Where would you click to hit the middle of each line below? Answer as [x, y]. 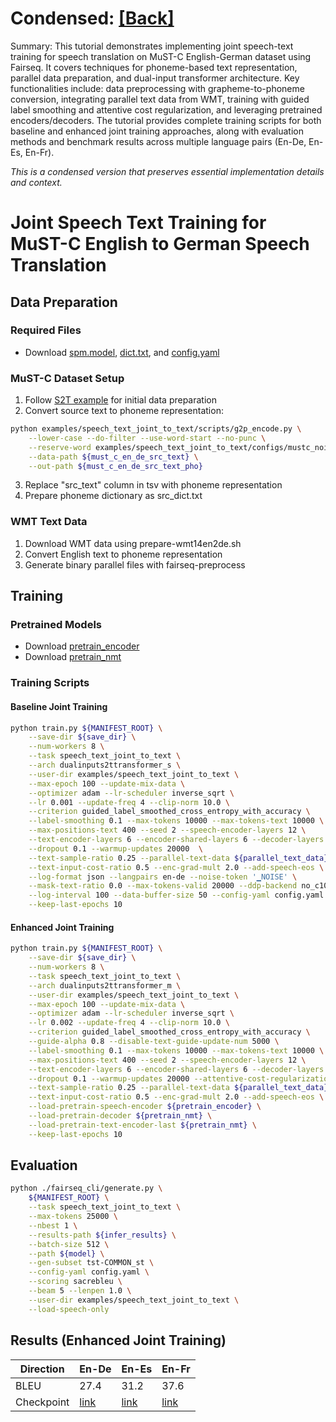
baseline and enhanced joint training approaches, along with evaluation [157, 131]
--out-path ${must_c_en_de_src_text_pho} [115, 466]
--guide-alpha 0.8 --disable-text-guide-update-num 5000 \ [154, 1042]
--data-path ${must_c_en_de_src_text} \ [113, 457]
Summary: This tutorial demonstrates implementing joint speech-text [152, 46]
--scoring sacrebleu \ [75, 1282]
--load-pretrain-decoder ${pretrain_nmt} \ [120, 1116]
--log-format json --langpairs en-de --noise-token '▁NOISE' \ [163, 877]
